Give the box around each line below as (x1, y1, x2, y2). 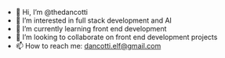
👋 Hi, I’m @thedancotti (15, 8, 89, 16)
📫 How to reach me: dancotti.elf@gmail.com (15, 42, 161, 50)
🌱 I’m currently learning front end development (15, 24, 167, 33)
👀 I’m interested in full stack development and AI (15, 16, 172, 25)
